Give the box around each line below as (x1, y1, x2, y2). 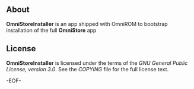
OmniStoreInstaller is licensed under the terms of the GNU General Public (6, 59, 188, 67)
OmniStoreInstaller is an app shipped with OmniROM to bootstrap (6, 20, 168, 27)
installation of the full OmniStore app (6, 27, 97, 34)
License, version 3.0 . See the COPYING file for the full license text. (6, 65, 169, 72)
